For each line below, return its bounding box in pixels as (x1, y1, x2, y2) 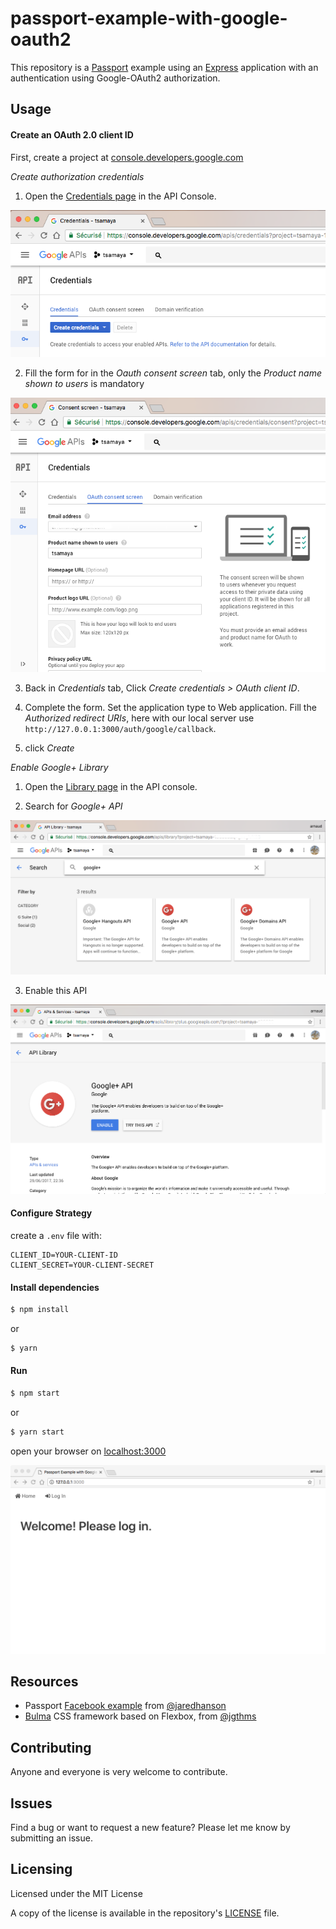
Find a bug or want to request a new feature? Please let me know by (10, 1821, 291, 1833)
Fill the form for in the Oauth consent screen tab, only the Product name (24, 367, 322, 379)
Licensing (10, 1861, 73, 1878)
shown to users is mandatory (24, 377, 145, 389)
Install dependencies (10, 1281, 100, 1293)
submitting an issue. (10, 1832, 93, 1844)
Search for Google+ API (24, 800, 123, 812)
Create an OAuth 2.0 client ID (10, 128, 134, 141)
